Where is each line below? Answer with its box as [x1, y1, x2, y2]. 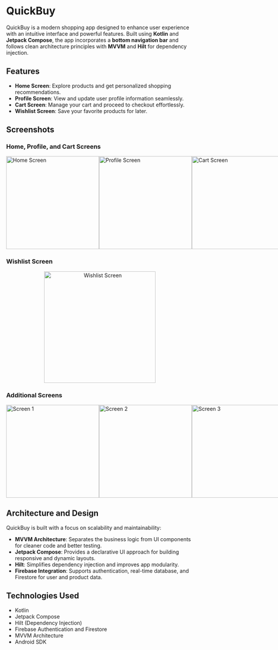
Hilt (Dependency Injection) [14, 619, 82, 626]
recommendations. [14, 88, 61, 96]
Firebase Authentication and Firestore [14, 626, 108, 633]
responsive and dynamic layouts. [14, 554, 96, 561]
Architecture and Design [6, 508, 99, 519]
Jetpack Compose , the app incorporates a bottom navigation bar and [6, 36, 179, 43]
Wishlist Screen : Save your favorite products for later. [14, 107, 147, 114]
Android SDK [14, 638, 47, 645]
